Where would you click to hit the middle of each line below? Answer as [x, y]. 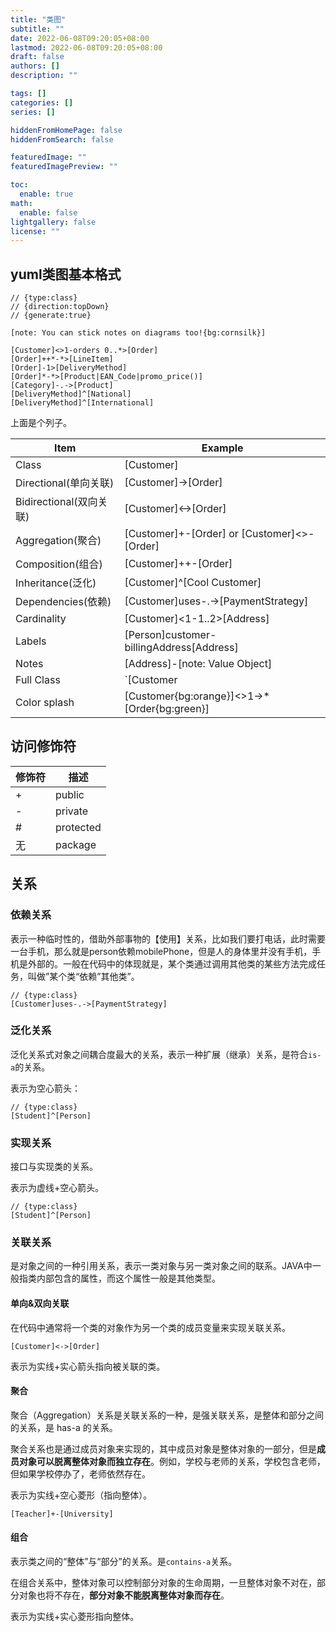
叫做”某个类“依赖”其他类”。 [83, 976]
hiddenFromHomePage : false [66, 130]
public [70, 794]
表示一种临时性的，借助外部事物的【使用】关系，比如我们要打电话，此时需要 [168, 938]
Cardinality [41, 619]
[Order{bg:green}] [167, 709]
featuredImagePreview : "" [64, 167]
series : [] [33, 112]
